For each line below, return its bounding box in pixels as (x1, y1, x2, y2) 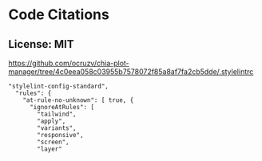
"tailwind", (37, 110, 77, 118)
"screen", (37, 138, 69, 146)
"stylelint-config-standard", (8, 82, 109, 90)
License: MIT (8, 37, 74, 51)
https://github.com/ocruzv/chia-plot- (8, 58, 129, 68)
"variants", (37, 124, 77, 132)
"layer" (37, 145, 62, 153)
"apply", (37, 117, 66, 125)
